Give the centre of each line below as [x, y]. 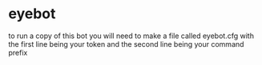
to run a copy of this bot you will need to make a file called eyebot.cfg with [131, 36]
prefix [18, 52]
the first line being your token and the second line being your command [126, 44]
